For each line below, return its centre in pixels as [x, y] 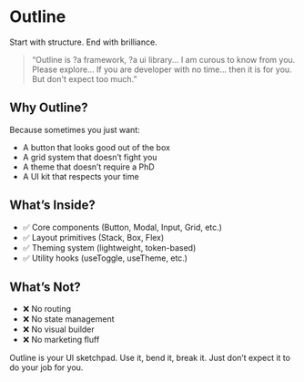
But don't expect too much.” [84, 78]
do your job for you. [46, 367]
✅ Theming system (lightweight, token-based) [109, 247]
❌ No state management [68, 319]
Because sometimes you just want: [75, 129]
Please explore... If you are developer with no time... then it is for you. [162, 69]
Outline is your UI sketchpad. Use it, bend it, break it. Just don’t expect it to [150, 358]
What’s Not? [46, 287]
